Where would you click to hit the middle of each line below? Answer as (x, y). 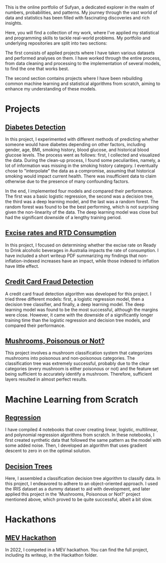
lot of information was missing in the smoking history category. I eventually (82, 165)
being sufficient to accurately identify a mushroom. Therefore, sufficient (79, 374)
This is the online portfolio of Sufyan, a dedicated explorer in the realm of (80, 7)
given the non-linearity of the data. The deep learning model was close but (82, 212)
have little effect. (22, 266)
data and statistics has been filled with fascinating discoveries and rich (78, 18)
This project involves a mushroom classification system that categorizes (79, 353)
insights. (14, 23)
